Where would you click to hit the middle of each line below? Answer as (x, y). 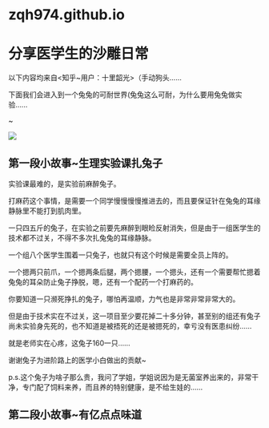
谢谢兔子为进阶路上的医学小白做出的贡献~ (77, 360)
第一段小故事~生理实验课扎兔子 (86, 163)
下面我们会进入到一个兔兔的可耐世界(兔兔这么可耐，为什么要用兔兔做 (122, 95)
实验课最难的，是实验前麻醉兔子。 (64, 184)
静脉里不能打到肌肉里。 (47, 211)
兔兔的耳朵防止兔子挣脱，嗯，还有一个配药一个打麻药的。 (103, 281)
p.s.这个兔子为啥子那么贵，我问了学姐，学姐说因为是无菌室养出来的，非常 (130, 377)
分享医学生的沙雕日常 (79, 54)
